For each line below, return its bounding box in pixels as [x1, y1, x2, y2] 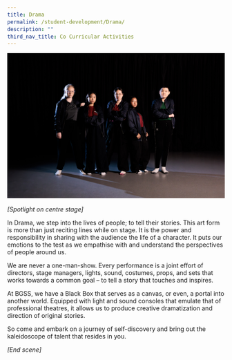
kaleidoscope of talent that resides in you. [7, 332, 126, 340]
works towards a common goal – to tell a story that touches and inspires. [7, 276, 214, 284]
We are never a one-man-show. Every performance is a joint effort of [7, 261, 204, 269]
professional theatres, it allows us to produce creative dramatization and [7, 304, 213, 312]
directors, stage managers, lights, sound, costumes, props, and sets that [7, 268, 213, 276]
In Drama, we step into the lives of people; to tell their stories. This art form [7, 218, 220, 227]
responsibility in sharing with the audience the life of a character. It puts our [7, 233, 222, 241]
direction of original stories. [7, 311, 86, 319]
